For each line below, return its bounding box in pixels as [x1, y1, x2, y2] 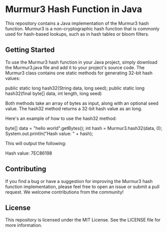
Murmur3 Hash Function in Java [5, 4, 142, 15]
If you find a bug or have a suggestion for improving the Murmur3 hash [5, 178, 153, 184]
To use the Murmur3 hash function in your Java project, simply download [5, 59, 157, 65]
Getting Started [5, 45, 55, 54]
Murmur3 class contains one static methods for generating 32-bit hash [5, 70, 153, 76]
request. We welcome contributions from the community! [5, 189, 124, 195]
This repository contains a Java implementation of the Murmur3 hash [5, 20, 149, 26]
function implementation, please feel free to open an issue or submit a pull [5, 183, 160, 190]
